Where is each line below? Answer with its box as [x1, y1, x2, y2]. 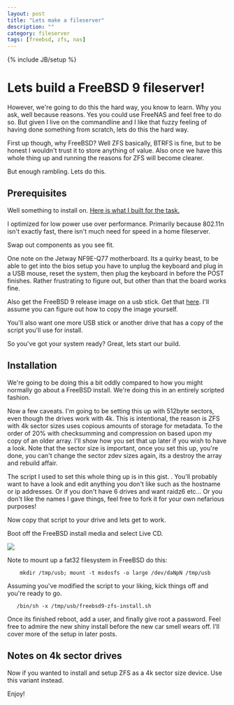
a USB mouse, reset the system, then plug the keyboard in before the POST [7, 269, 225, 277]
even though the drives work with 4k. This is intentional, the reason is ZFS [7, 414, 220, 422]
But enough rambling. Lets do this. [7, 167, 106, 176]
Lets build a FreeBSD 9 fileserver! [7, 80, 205, 96]
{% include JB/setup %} [7, 55, 77, 64]
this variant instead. [7, 676, 64, 684]
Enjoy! [7, 690, 26, 698]
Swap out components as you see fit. [7, 241, 115, 249]
